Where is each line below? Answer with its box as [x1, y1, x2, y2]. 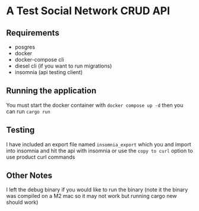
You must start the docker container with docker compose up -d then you [6, 101, 184, 108]
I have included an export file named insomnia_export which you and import [6, 140, 191, 148]
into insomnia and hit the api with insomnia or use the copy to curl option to [6, 147, 193, 154]
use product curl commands [6, 153, 75, 161]
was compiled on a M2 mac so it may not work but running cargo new [6, 193, 177, 200]
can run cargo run [6, 108, 50, 115]
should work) [6, 199, 39, 206]
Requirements [6, 28, 59, 38]
